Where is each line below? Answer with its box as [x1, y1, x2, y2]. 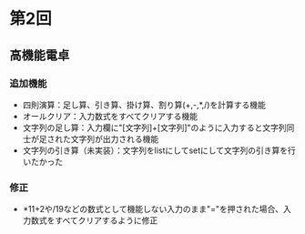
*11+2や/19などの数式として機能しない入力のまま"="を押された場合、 [22, 204, 284, 215]
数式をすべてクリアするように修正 [30, 215, 158, 226]
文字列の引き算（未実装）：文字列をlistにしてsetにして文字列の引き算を [22, 145, 289, 156]
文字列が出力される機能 [70, 133, 159, 144]
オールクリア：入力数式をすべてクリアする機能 [22, 110, 198, 121]
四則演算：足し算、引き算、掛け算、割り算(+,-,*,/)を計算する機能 [22, 99, 266, 110]
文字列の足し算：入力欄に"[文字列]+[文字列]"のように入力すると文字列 [22, 122, 287, 133]
